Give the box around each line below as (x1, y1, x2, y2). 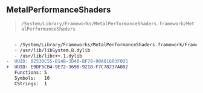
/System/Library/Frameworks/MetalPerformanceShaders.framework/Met (21, 20, 195, 26)
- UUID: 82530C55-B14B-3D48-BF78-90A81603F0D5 (6, 58, 129, 65)
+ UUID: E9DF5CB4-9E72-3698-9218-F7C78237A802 (6, 64, 129, 70)
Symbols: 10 (14, 75, 50, 82)
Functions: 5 (14, 70, 47, 76)
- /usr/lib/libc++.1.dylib (14, 53, 83, 59)
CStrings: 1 (14, 80, 47, 86)
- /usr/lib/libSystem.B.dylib (14, 47, 91, 53)
